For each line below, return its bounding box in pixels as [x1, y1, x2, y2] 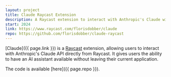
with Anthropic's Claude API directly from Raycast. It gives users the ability [5, 50, 162, 57]
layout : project [5, 7, 40, 13]
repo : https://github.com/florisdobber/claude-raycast [5, 31, 124, 36]
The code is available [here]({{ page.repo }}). [5, 66, 100, 72]
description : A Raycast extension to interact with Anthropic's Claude [5, 17, 160, 22]
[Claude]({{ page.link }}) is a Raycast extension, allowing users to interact [5, 45, 159, 51]
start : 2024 [5, 21, 31, 27]
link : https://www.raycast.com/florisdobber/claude [5, 27, 117, 32]
